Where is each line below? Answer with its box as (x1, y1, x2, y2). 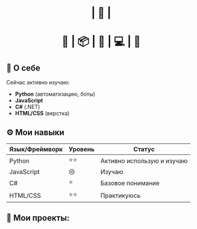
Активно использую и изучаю (100, 157, 188, 165)
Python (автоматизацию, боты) (14, 90, 95, 98)
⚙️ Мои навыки (6, 127, 64, 137)
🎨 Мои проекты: (6, 213, 70, 223)
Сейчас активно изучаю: (6, 79, 70, 86)
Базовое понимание (100, 178, 160, 187)
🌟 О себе (6, 63, 41, 73)
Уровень (68, 145, 95, 153)
